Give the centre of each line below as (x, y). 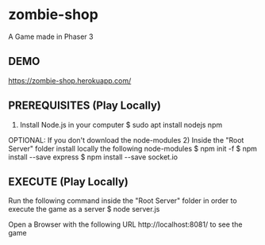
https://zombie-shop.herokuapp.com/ (70, 80)
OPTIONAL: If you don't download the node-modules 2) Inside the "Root (126, 140)
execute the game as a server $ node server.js (84, 209)
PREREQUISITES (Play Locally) (84, 106)
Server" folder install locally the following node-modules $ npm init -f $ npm (133, 148)
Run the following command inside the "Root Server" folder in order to (123, 201)
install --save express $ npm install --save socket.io (93, 157)
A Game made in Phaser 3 (51, 36)
